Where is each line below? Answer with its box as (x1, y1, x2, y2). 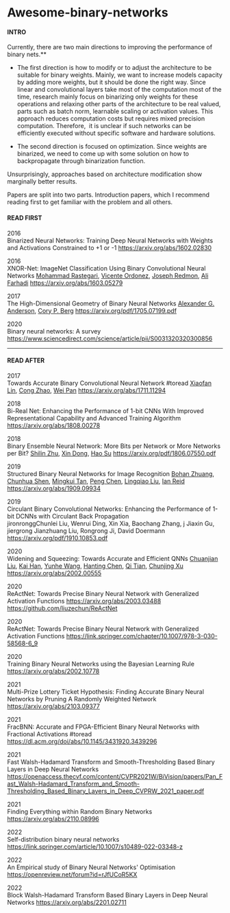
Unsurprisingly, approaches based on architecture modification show (7, 170, 203, 179)
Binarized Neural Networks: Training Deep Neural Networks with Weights (7, 236, 214, 245)
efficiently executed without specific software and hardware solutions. (16, 129, 216, 138)
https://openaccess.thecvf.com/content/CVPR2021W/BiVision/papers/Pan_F (7, 772, 223, 780)
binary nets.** (7, 50, 47, 59)
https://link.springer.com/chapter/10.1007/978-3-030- (66, 631, 218, 640)
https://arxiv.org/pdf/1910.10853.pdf (7, 534, 108, 542)
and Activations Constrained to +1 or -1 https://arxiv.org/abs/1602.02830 (7, 243, 212, 251)
